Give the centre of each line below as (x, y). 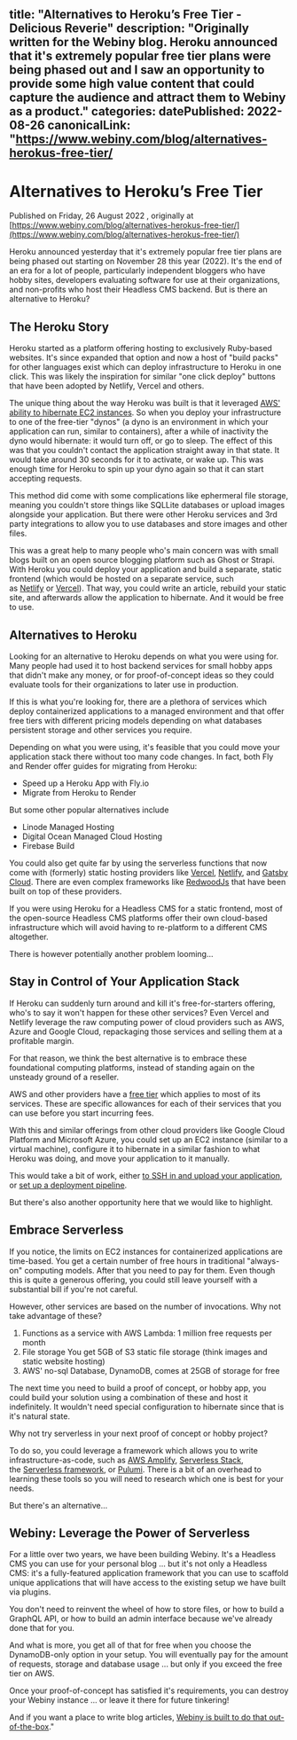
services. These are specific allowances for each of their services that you (145, 1103)
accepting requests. (46, 479)
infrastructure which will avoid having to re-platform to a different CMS (138, 927)
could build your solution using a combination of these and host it (129, 1397)
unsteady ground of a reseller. (64, 1077)
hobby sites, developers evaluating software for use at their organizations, (145, 280)
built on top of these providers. (66, 891)
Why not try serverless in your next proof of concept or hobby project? (139, 1433)
